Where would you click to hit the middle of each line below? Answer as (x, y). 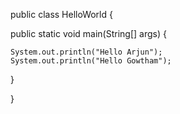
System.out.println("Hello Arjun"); (86, 52)
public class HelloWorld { (61, 14)
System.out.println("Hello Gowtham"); (91, 61)
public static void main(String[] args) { (88, 33)
